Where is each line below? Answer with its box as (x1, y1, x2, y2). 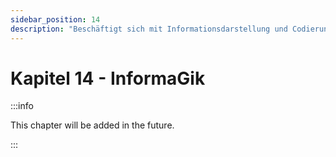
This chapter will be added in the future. (10, 119, 175, 131)
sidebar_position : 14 (10, 14, 101, 25)
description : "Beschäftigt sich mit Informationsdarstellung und (10, 24, 288, 34)
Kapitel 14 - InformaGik (10, 67, 206, 90)
